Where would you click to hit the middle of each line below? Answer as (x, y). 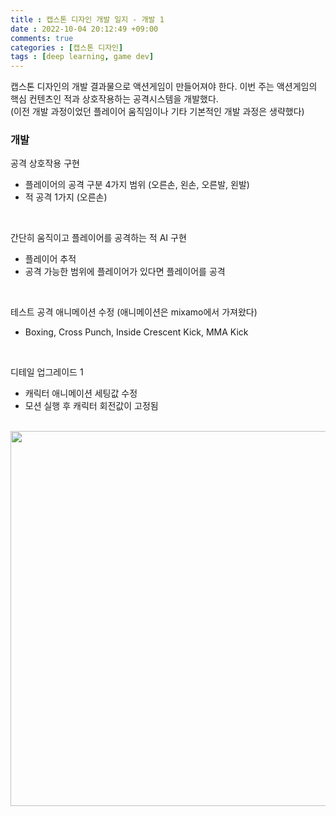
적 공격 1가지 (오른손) (66, 197)
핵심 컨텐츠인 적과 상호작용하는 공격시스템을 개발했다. (114, 99)
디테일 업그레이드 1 (47, 372)
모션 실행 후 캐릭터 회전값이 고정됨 (91, 406)
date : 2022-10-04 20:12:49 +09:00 (84, 29)
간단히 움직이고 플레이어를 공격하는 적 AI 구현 (98, 238)
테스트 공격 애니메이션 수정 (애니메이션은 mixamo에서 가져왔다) (134, 312)
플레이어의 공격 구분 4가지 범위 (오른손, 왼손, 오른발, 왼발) (137, 185)
